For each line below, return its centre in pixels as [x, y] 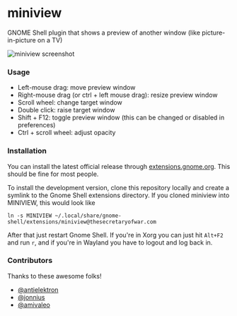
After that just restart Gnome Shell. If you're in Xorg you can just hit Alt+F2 [116, 235]
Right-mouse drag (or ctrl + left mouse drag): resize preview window [117, 95]
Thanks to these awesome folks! [54, 276]
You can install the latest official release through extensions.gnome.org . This [119, 166]
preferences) [36, 125]
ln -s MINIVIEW [30, 216]
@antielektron [38, 289]
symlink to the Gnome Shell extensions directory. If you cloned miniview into [118, 195]
